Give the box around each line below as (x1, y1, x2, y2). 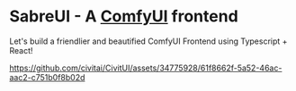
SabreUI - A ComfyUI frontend (9, 6, 238, 27)
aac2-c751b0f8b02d (9, 71, 85, 82)
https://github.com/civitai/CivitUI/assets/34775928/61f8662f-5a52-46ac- (9, 62, 283, 73)
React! (9, 45, 33, 55)
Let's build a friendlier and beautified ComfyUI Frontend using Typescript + (9, 36, 288, 46)
